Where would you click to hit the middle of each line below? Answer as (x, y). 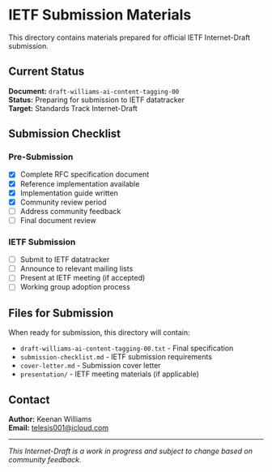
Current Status (47, 72)
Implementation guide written (69, 193)
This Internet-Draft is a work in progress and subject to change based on (131, 451)
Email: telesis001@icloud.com (59, 427)
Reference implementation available (80, 183)
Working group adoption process (75, 287)
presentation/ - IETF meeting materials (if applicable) (110, 374)
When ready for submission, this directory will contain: (99, 333)
